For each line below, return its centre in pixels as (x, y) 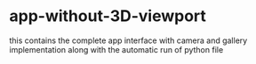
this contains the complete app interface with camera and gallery (128, 40)
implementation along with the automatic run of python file (116, 49)
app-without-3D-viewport (108, 16)
